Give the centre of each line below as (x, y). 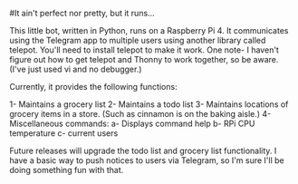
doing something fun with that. (67, 170)
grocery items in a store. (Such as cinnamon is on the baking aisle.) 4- (140, 114)
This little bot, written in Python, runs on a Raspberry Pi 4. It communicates (149, 30)
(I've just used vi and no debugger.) (76, 69)
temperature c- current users (64, 133)
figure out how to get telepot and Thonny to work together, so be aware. (144, 59)
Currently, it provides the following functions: (94, 87)
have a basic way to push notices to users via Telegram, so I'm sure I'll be (147, 160)
